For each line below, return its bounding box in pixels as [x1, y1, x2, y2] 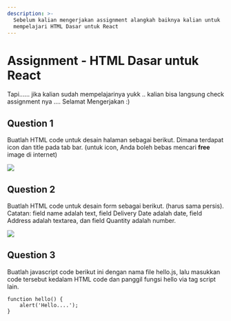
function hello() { [7, 295, 63, 302]
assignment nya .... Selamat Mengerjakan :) [7, 97, 130, 106]
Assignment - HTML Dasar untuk [7, 52, 199, 68]
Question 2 [7, 184, 56, 195]
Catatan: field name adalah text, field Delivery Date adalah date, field [7, 208, 202, 217]
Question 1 [7, 117, 54, 129]
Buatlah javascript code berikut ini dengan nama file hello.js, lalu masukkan [7, 267, 221, 276]
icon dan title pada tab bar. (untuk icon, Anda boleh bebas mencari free [7, 143, 210, 152]
